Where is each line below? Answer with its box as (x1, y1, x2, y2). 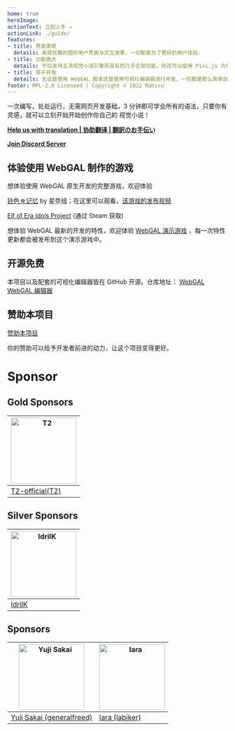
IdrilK (10, 599, 28, 609)
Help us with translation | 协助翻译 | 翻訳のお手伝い (7, 125, 156, 134)
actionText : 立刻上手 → (7, 23, 72, 30)
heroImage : (7, 17, 39, 24)
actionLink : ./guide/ (7, 29, 71, 37)
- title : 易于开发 (7, 69, 57, 76)
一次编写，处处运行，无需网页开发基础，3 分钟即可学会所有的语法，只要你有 (7, 102, 227, 111)
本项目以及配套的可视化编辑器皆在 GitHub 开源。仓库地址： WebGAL (7, 278, 205, 286)
